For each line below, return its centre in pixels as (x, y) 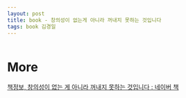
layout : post (26, 14)
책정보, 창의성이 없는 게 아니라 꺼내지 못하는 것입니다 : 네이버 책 (93, 87)
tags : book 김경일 (32, 26)
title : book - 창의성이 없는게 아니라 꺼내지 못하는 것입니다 (84, 20)
